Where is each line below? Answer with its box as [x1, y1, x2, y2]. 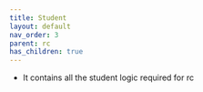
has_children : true [9, 47, 84, 56]
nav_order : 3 [9, 30, 59, 39]
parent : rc [9, 38, 51, 48]
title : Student [9, 13, 67, 23]
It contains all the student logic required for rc [22, 72, 195, 83]
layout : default [9, 22, 71, 31]
